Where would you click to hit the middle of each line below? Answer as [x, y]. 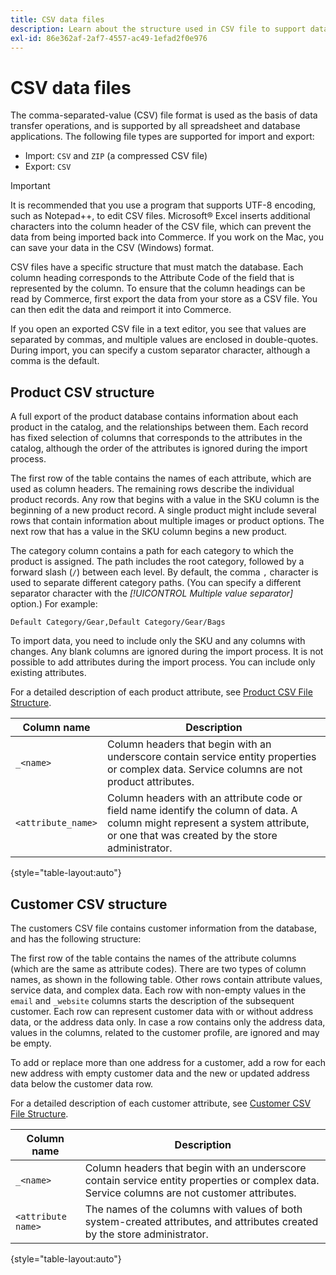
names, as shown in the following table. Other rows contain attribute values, [166, 979]
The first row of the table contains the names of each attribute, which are [161, 478]
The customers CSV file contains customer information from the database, [163, 928]
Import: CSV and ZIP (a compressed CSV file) [116, 156]
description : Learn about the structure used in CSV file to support [158, 29]
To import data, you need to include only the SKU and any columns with [158, 641]
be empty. [31, 1043]
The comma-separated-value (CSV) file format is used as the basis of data [164, 115]
